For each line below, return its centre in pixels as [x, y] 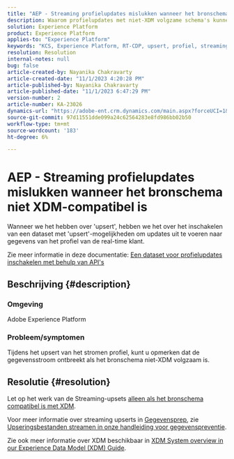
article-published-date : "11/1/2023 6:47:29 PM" [79, 91]
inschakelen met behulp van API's [56, 262]
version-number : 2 [34, 98]
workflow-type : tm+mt [39, 124]
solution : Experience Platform [53, 27]
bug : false [23, 66]
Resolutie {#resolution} [59, 382]
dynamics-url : [28, 111]
